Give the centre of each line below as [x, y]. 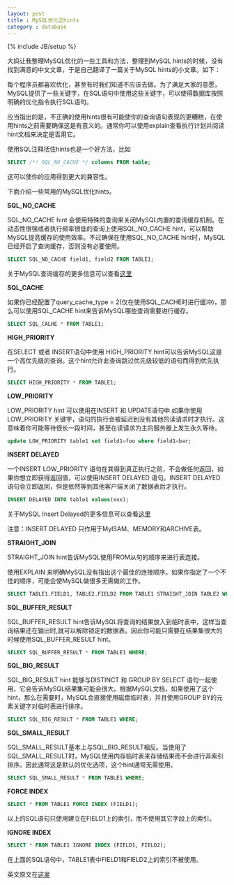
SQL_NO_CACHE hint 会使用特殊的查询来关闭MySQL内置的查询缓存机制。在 [116, 220]
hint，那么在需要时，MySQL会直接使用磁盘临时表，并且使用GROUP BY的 [112, 698]
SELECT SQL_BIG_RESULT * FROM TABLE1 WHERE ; [73, 720]
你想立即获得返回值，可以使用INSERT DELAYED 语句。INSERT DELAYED [117, 477]
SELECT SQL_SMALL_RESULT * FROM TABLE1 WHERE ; [76, 778]
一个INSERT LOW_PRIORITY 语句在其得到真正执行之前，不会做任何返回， [112, 468]
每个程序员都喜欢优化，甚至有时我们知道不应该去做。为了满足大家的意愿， [114, 85]
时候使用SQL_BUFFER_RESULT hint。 [61, 639]
